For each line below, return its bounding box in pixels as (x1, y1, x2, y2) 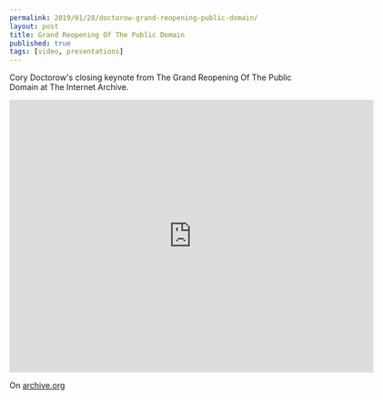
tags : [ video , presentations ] (9, 47, 125, 56)
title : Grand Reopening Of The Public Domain (9, 30, 185, 39)
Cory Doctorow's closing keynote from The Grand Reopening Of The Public (9, 72, 293, 83)
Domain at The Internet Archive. (9, 82, 129, 93)
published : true (9, 38, 71, 48)
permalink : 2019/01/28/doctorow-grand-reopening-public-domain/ (9, 13, 258, 23)
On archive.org (9, 380, 66, 391)
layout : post (9, 22, 59, 31)
